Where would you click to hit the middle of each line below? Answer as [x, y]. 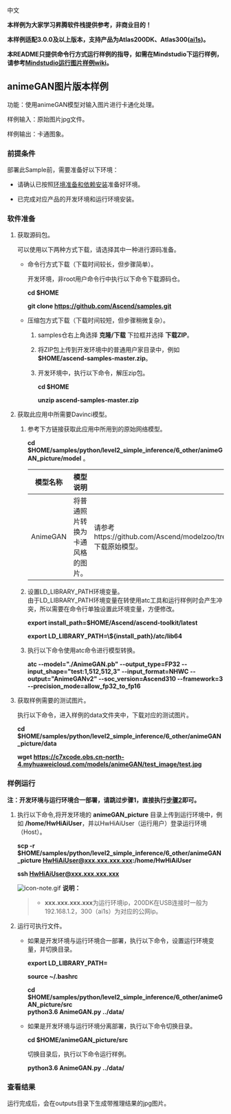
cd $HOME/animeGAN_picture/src [78, 1039]
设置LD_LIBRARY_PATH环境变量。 [75, 592]
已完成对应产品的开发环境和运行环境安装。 [77, 199]
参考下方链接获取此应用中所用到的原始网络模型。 [97, 429]
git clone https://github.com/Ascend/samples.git [99, 306]
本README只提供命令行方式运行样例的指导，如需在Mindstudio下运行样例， [115, 54]
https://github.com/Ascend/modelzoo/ [156, 537]
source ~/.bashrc [53, 976]
